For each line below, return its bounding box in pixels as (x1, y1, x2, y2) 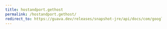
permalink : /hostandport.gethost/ (5, 12, 77, 17)
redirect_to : (5, 16, 32, 21)
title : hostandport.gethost (5, 7, 64, 12)
